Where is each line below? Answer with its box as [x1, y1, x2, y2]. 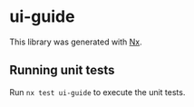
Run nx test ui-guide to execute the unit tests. [9, 86, 186, 97]
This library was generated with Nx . [9, 36, 142, 47]
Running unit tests [9, 63, 115, 78]
